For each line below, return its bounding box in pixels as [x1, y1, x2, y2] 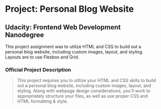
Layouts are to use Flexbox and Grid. [5, 54, 80, 60]
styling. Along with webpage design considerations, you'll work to [17, 88, 151, 94]
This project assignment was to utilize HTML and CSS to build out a [5, 44, 141, 50]
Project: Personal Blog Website [5, 3, 134, 15]
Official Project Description [5, 66, 71, 73]
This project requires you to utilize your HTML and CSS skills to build [17, 78, 156, 83]
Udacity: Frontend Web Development [5, 23, 121, 31]
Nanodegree [5, 30, 44, 39]
